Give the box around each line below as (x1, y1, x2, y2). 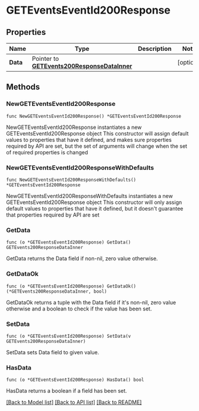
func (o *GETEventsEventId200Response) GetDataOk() (6, 283, 136, 289)
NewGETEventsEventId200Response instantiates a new (6, 124, 142, 131)
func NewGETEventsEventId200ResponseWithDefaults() (6, 177, 136, 183)
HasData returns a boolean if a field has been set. (6, 387, 127, 394)
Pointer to (31, 54, 59, 63)
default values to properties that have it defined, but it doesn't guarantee (6, 205, 184, 212)
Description (137, 45, 172, 53)
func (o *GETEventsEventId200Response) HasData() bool (6, 377, 145, 383)
